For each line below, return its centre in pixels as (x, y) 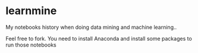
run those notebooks (31, 45)
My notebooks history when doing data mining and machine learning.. (91, 27)
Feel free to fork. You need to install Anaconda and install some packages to (99, 38)
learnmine (31, 11)
